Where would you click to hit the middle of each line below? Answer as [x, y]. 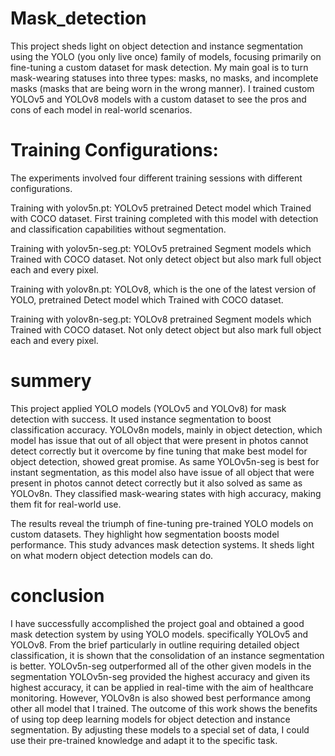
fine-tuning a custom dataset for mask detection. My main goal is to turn [159, 67]
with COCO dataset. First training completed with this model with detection [164, 218]
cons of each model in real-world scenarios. [101, 109]
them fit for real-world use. [66, 504]
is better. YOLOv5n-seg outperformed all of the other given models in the [161, 666]
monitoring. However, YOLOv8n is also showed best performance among [161, 698]
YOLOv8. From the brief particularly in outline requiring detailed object [155, 644]
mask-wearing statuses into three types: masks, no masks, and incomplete [164, 78]
